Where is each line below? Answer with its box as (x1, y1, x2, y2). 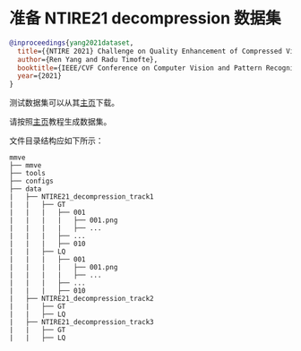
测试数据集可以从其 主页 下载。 (9, 98, 119, 108)
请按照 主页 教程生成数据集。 (9, 116, 112, 127)
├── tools (9, 169, 47, 178)
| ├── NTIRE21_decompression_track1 (9, 193, 154, 201)
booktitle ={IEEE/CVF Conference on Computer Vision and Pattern (17, 64, 262, 73)
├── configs (9, 176, 54, 186)
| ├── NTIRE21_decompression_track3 (9, 318, 154, 327)
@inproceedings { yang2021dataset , (9, 38, 134, 47)
